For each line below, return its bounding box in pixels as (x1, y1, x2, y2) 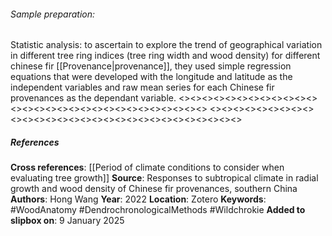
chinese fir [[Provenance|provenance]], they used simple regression (10, 60, 292, 72)
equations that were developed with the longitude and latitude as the (10, 71, 293, 83)
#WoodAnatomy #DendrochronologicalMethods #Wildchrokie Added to (10, 204, 306, 216)
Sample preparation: (10, 8, 95, 20)
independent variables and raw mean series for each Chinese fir (10, 81, 275, 94)
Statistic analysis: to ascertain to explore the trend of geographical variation (10, 39, 323, 51)
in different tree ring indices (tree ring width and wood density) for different (10, 50, 321, 62)
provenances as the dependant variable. (10, 92, 177, 104)
